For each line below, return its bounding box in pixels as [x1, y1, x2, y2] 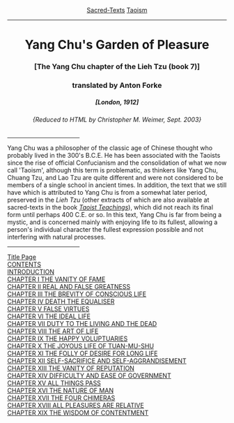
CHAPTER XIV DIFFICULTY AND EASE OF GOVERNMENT [7, 371, 172, 380]
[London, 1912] [95, 98, 139, 106]
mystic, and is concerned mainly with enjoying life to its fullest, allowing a [7, 218, 218, 226]
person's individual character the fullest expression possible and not [7, 225, 203, 233]
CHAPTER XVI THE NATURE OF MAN [7, 386, 114, 394]
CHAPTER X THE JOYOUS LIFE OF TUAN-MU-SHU [7, 341, 155, 350]
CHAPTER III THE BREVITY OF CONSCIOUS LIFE [7, 290, 147, 298]
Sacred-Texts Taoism [86, 6, 148, 14]
